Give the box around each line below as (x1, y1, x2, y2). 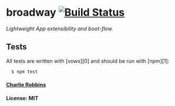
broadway (6, 6, 57, 19)
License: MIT (6, 94, 39, 101)
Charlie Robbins (6, 82, 46, 89)
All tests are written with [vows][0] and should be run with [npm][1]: (6, 57, 170, 64)
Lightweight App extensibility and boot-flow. (6, 25, 113, 32)
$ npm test (11, 69, 38, 75)
